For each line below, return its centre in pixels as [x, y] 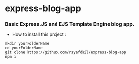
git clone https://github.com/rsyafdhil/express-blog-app [66, 52]
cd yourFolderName [24, 48]
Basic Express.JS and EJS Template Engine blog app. [70, 24]
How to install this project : [39, 34]
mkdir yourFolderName [27, 44]
